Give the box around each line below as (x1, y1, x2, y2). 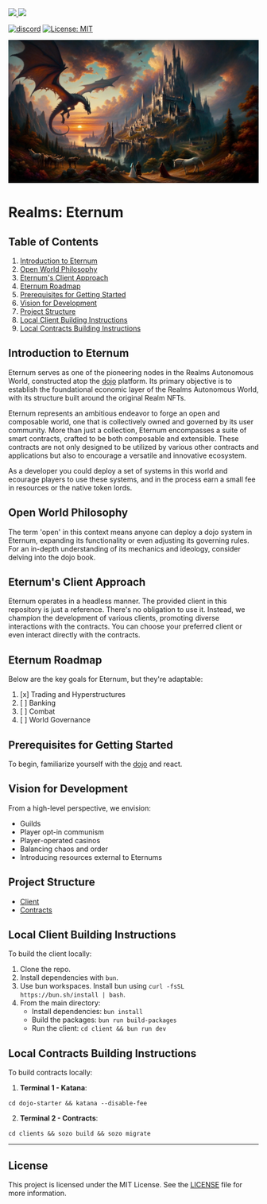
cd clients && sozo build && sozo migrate (8, 1130, 151, 1138)
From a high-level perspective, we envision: (8, 803, 151, 813)
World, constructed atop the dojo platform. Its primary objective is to (8, 376, 233, 385)
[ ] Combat (19, 707, 56, 716)
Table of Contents (8, 234, 99, 249)
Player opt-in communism (19, 827, 105, 837)
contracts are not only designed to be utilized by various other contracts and (8, 442, 260, 451)
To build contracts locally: (8, 1068, 93, 1078)
